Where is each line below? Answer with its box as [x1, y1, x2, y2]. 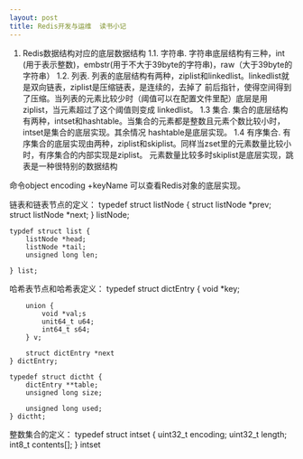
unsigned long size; [25, 388, 103, 398]
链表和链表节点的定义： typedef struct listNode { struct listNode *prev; [9, 199, 272, 210]
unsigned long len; [25, 250, 99, 259]
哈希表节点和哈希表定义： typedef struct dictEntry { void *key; [9, 283, 241, 294]
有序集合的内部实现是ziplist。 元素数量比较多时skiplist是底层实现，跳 [38, 149, 294, 160]
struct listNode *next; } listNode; [9, 209, 130, 220]
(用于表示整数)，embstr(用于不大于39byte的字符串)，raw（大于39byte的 [22, 59, 293, 70]
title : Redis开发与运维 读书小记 [9, 22, 127, 31]
